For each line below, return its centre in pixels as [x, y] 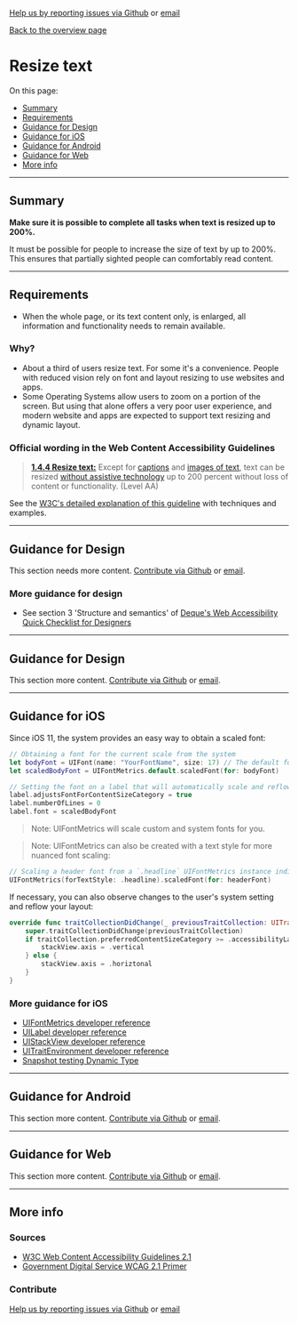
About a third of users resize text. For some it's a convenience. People [150, 367]
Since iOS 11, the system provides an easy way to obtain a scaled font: [137, 738]
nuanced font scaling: [71, 855]
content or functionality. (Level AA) [95, 486]
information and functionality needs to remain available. [124, 326]
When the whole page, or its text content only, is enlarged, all [134, 316]
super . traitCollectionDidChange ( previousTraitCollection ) [134, 931]
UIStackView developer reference [84, 1042]
